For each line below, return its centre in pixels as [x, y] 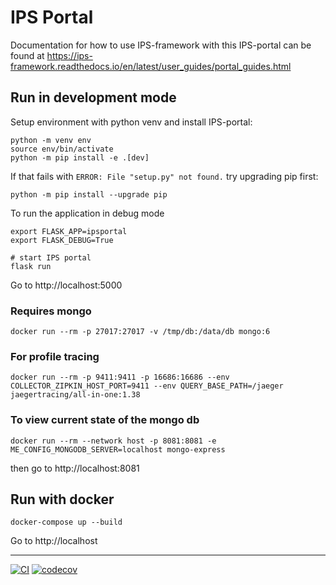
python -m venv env [51, 140]
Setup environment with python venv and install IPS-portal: [131, 122]
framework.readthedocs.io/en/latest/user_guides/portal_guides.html [151, 66]
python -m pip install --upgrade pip [89, 194]
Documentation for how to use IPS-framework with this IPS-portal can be [161, 45]
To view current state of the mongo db [105, 420]
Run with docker [62, 499]
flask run [31, 266]
